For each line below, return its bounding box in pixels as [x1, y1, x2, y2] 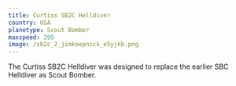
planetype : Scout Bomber [8, 26, 90, 34]
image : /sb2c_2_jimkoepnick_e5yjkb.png [8, 41, 139, 48]
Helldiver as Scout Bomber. [8, 70, 97, 80]
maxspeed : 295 [8, 33, 55, 41]
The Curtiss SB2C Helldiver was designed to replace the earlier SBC [8, 62, 229, 71]
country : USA [8, 19, 51, 27]
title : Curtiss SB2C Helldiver [8, 11, 111, 20]
